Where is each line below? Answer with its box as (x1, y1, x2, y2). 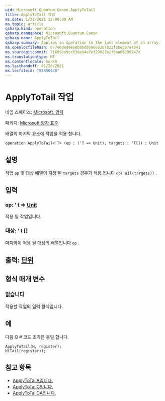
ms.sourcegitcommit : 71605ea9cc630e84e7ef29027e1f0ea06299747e (5, 49, 141, 54)
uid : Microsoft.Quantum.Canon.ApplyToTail (5, 7, 96, 13)
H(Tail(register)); (5, 348, 46, 353)
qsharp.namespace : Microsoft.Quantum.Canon (5, 31, 98, 36)
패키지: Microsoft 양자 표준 (5, 119, 59, 126)
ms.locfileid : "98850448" (5, 69, 59, 74)
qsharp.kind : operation (5, 26, 55, 31)
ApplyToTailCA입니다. (12, 390, 56, 396)
